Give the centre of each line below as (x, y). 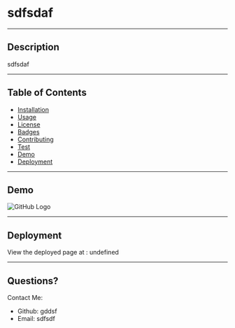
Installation (33, 109)
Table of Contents (47, 93)
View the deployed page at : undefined (63, 252)
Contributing (35, 139)
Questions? (33, 281)
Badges (28, 131)
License (29, 124)
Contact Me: (25, 298)
